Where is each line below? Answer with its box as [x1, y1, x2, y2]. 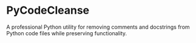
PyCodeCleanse [6, 4, 90, 17]
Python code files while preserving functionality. [6, 29, 127, 36]
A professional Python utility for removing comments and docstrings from [6, 23, 190, 30]
